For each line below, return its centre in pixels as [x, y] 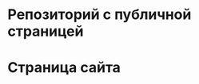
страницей [46, 31]
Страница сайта [64, 68]
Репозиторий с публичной [99, 15]
